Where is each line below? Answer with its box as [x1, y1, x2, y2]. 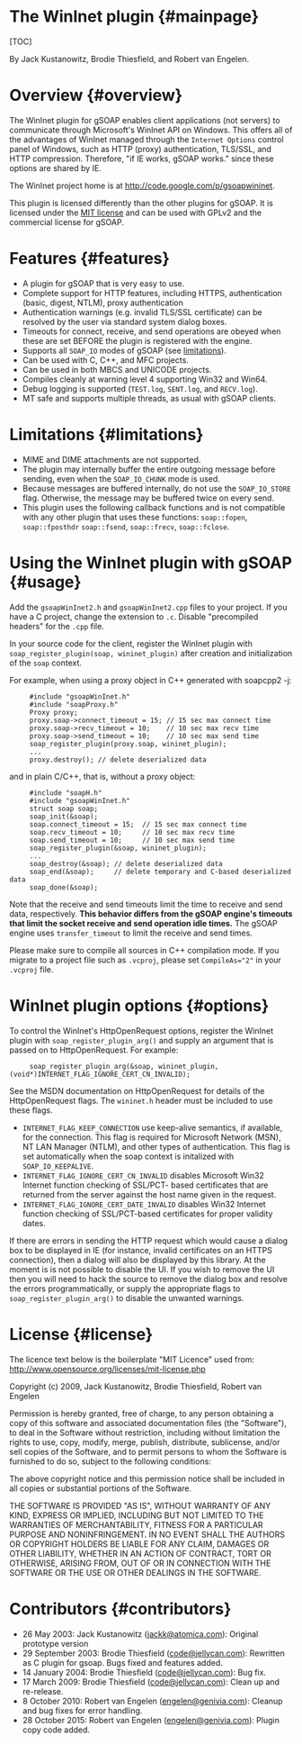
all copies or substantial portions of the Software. [9, 1483, 191, 1494]
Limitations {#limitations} [9, 425, 204, 445]
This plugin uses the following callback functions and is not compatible [22, 502, 286, 512]
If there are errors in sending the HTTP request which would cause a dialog [9, 1235, 289, 1246]
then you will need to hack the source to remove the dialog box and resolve [9, 1273, 289, 1284]
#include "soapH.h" [29, 788, 102, 798]
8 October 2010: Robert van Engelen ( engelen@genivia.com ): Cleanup [22, 1695, 283, 1706]
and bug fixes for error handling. [22, 1704, 143, 1716]
